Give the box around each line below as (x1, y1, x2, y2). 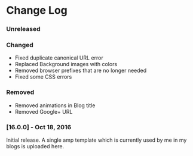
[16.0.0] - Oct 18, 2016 (6, 123, 72, 131)
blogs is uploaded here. (6, 143, 65, 149)
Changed (6, 41, 34, 49)
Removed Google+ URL (14, 108, 73, 115)
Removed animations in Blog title (14, 102, 96, 109)
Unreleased (6, 25, 41, 33)
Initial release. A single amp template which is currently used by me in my (6, 136, 187, 143)
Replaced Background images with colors (14, 61, 118, 68)
